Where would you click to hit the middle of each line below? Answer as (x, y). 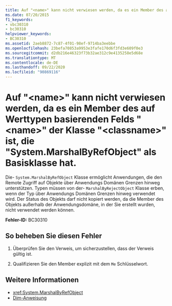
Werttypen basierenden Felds (70, 119)
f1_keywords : (19, 20)
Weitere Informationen (42, 280)
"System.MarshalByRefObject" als (81, 152)
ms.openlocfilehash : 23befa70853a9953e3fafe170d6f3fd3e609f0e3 (74, 48)
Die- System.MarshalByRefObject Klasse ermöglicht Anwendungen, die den (84, 177)
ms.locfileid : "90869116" (33, 72)
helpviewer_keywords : (28, 34)
